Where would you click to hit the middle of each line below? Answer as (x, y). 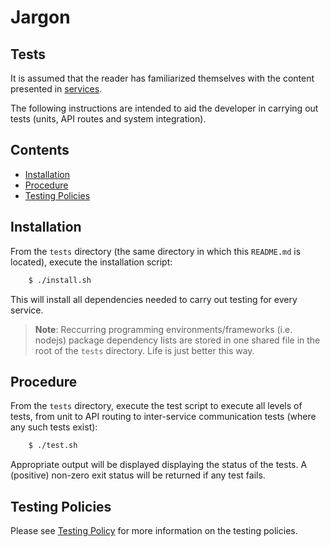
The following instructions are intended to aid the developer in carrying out (164, 108)
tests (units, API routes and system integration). (108, 119)
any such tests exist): (54, 427)
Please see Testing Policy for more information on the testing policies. (154, 530)
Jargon (40, 17)
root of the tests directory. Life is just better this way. (144, 350)
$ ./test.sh (53, 446)
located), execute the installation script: (91, 262)
